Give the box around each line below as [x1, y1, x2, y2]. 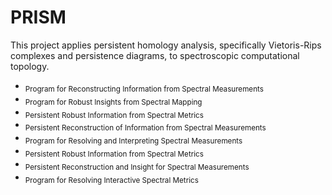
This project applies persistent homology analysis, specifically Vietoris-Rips [10, 39, 322, 51]
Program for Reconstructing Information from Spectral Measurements [24, 84, 264, 94]
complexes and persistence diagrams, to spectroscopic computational [10, 49, 300, 61]
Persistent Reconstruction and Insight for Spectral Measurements [24, 162, 250, 172]
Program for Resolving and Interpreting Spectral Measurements [24, 136, 243, 146]
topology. [10, 60, 50, 72]
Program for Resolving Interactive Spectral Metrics [24, 175, 199, 185]
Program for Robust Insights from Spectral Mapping [24, 97, 203, 107]
